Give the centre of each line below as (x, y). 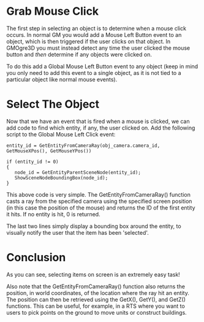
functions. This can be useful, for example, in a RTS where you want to (96, 306)
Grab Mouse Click (53, 11)
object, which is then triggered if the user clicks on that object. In (89, 41)
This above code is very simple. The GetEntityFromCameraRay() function (99, 194)
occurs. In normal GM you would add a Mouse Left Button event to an (94, 34)
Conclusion (36, 258)
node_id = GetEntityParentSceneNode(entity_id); (77, 172)
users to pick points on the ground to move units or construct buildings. (96, 312)
